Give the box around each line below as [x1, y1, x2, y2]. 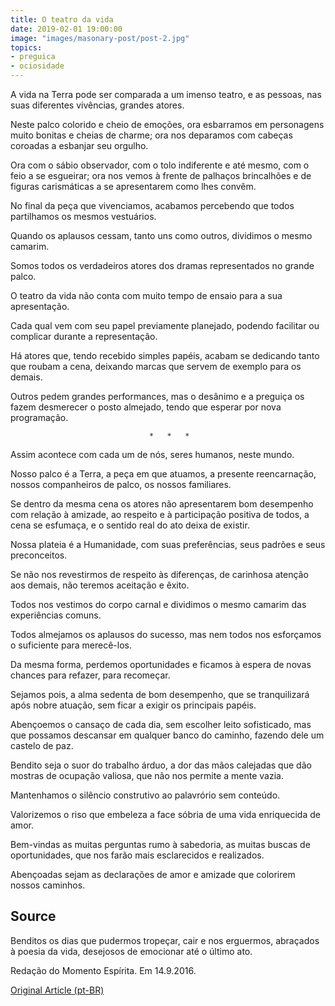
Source [10, 908, 57, 925]
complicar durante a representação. [10, 331, 158, 342]
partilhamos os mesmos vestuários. [10, 211, 157, 222]
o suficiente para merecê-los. [10, 639, 133, 651]
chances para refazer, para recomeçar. [10, 669, 171, 681]
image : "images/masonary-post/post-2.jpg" [10, 33, 190, 43]
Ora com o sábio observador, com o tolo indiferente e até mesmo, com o [10, 159, 310, 171]
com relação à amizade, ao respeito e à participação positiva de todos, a [10, 509, 310, 520]
